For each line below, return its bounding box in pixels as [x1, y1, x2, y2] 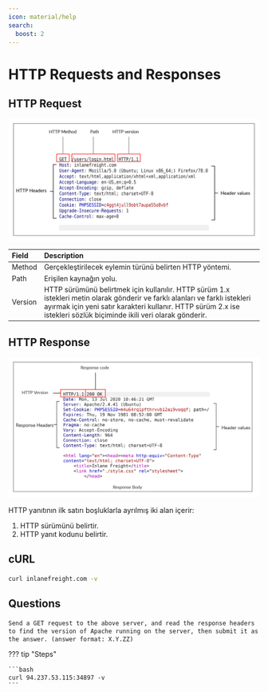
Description [43, 251, 84, 260]
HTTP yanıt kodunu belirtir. [19, 530, 108, 539]
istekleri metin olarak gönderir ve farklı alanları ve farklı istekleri [43, 292, 251, 303]
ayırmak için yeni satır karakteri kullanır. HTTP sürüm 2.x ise [43, 301, 241, 311]
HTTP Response [8, 336, 90, 349]
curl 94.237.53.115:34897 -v [8, 674, 105, 682]
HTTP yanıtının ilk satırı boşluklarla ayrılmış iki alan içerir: [8, 506, 195, 515]
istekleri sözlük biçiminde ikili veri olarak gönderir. [43, 310, 207, 320]
